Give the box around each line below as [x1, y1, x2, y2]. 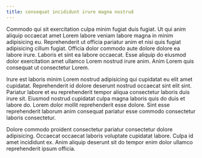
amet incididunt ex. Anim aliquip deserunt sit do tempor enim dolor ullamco [6, 138, 194, 145]
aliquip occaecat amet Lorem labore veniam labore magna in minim [6, 31, 174, 39]
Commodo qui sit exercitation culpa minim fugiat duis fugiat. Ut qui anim [6, 25, 186, 33]
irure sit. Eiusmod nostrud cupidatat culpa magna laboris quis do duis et [6, 95, 186, 102]
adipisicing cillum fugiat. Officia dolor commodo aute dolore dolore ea [6, 45, 180, 52]
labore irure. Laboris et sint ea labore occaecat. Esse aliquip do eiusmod [6, 51, 186, 58]
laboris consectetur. [6, 114, 56, 121]
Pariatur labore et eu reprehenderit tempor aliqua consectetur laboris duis [6, 88, 190, 95]
